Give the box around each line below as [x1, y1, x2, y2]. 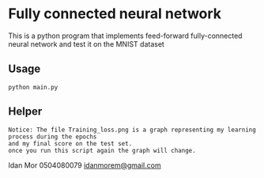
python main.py [8, 83, 58, 91]
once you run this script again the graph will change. [8, 146, 196, 154]
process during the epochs [8, 132, 97, 141]
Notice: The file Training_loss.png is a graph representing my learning [8, 126, 257, 134]
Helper [8, 104, 43, 119]
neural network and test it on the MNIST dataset [8, 39, 164, 48]
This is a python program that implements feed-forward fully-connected [8, 31, 243, 40]
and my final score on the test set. [8, 139, 133, 147]
